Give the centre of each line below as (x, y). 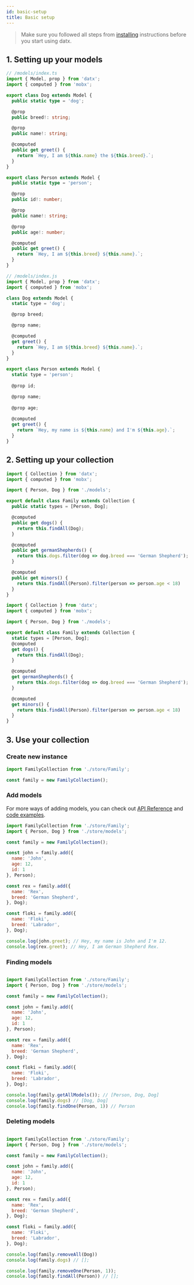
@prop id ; (24, 386)
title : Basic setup (31, 17)
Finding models (29, 962)
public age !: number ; (39, 232)
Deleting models (31, 1121)
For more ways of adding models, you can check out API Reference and (95, 808)
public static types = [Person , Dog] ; (60, 507)
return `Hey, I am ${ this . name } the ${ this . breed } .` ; (85, 155)
